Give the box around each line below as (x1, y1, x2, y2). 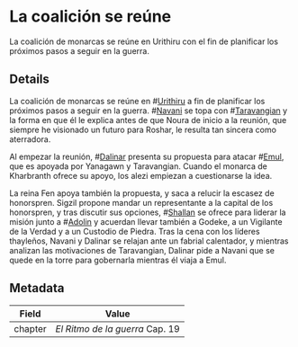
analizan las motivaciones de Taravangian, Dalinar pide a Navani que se (9, 245, 275, 255)
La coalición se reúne (9, 6, 172, 27)
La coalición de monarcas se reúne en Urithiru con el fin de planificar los (9, 36, 279, 47)
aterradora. (9, 133, 51, 145)
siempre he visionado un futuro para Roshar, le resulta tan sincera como (9, 124, 277, 135)
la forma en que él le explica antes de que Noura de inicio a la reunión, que (9, 114, 287, 125)
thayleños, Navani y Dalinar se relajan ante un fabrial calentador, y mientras (9, 236, 289, 246)
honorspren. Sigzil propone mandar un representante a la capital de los (9, 197, 274, 208)
